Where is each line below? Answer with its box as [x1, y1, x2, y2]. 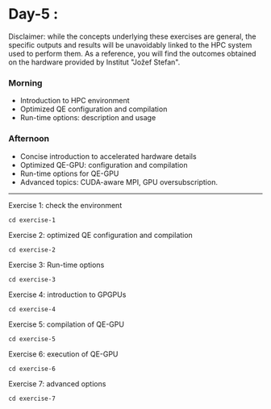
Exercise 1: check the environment [8, 200, 123, 210]
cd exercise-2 [8, 245, 56, 254]
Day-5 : [8, 5, 59, 23]
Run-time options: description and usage [19, 113, 156, 123]
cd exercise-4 [8, 305, 56, 313]
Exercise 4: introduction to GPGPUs [8, 290, 127, 299]
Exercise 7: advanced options [8, 378, 106, 388]
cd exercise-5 [8, 335, 56, 343]
